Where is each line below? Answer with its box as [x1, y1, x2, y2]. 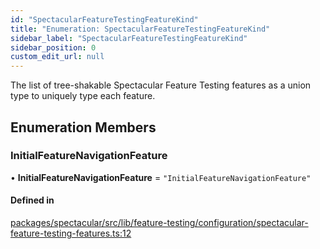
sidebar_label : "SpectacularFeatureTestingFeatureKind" [10, 33, 248, 43]
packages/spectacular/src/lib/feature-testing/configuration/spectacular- [10, 217, 309, 229]
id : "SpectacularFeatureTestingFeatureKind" [10, 14, 199, 25]
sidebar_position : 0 [10, 42, 97, 53]
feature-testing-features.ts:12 [10, 227, 132, 240]
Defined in [10, 194, 55, 206]
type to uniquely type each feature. [10, 90, 156, 102]
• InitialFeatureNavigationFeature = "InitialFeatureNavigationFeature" [10, 171, 312, 183]
